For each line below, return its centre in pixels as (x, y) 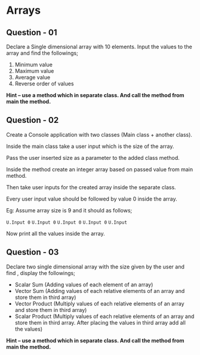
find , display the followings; (41, 273)
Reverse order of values (44, 84)
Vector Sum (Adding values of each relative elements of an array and (100, 291)
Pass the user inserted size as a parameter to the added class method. (93, 158)
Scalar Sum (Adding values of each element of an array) (84, 285)
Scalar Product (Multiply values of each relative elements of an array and (104, 316)
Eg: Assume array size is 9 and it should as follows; (69, 210)
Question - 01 (32, 33)
